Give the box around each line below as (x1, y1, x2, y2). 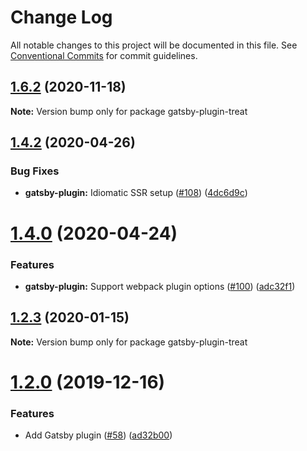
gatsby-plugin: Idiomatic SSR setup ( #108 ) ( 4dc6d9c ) (24, 187, 248, 199)
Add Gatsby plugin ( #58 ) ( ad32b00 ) (24, 429, 173, 441)
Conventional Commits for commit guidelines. (10, 49, 198, 61)
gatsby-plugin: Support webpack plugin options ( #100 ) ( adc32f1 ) (24, 280, 296, 292)
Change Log (10, 6, 113, 29)
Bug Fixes (10, 164, 60, 178)
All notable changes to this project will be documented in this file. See (10, 39, 298, 51)
